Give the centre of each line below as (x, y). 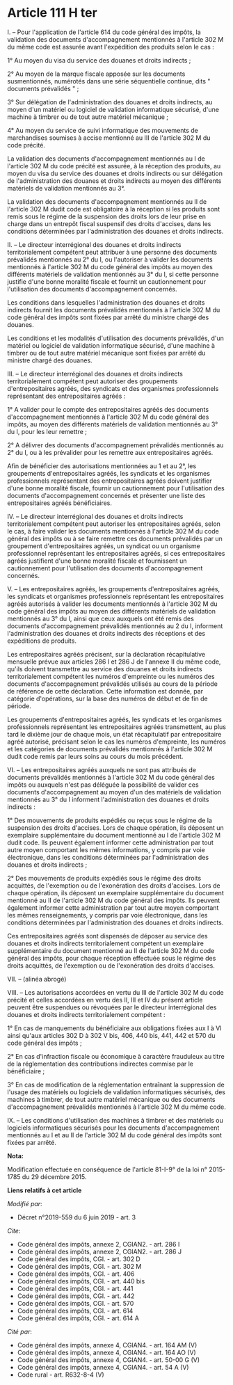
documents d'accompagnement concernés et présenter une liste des (106, 495)
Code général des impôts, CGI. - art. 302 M (79, 1266)
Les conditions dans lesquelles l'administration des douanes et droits (106, 302)
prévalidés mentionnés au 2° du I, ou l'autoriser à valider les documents (110, 259)
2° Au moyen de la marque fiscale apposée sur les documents (96, 74)
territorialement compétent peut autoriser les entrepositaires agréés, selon (114, 524)
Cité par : (20, 1331)
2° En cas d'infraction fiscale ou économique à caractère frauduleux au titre (116, 1056)
